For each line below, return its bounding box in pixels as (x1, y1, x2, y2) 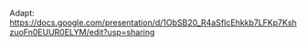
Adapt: (9, 8, 35, 18)
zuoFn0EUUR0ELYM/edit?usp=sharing (9, 27, 155, 37)
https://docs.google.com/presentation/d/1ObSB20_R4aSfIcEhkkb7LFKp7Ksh (9, 17, 297, 28)
